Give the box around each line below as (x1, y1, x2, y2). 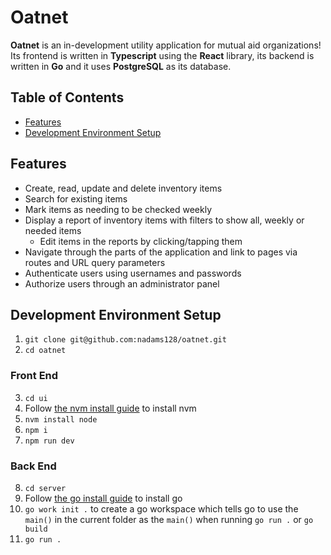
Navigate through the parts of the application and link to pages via (24, 246, 298, 258)
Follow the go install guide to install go (24, 492, 183, 504)
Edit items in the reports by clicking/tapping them (39, 235, 243, 247)
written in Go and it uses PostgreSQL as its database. (10, 60, 232, 72)
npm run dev (24, 436, 75, 446)
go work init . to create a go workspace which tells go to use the (24, 502, 299, 515)
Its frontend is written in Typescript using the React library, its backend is (10, 49, 315, 61)
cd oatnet (24, 346, 67, 356)
